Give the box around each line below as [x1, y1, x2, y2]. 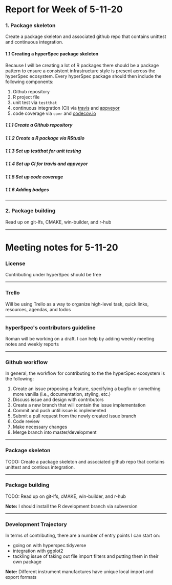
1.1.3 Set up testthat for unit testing [5, 148, 81, 154]
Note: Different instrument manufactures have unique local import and [5, 569, 154, 575]
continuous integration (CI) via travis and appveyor [12, 105, 120, 111]
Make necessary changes [12, 424, 68, 430]
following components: [5, 78, 54, 85]
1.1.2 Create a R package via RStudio [5, 135, 85, 141]
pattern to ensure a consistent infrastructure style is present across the [5, 68, 156, 74]
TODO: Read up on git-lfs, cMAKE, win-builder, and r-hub [5, 493, 126, 499]
